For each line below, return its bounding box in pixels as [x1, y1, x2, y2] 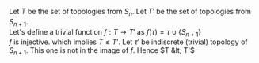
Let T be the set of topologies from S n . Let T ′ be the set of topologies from [9, 7, 252, 18]
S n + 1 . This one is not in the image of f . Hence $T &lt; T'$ [9, 46, 195, 57]
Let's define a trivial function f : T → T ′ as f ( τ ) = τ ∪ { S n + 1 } [9, 27, 202, 39]
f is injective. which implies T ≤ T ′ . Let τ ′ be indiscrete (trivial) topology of [9, 37, 248, 46]
